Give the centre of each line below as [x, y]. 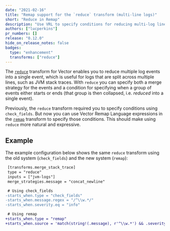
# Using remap [22, 214]
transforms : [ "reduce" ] [35, 57]
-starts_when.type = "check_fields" [44, 195]
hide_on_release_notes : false [37, 43]
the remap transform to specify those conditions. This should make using [80, 119]
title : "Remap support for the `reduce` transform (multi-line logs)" [81, 15]
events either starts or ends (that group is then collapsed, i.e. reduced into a [84, 93]
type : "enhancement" [31, 52]
